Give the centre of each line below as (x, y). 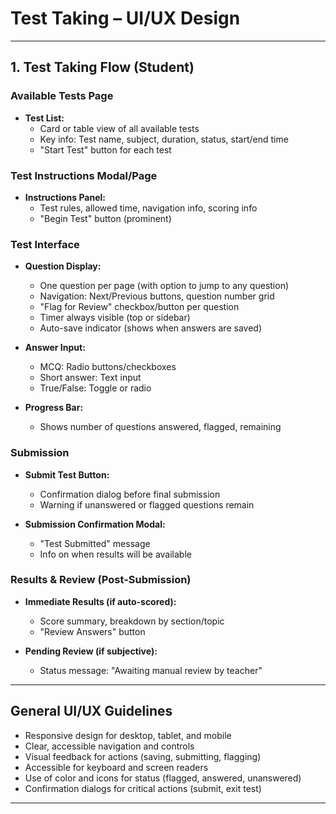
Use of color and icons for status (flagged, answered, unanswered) (163, 778)
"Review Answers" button (92, 631)
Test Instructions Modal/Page (84, 175)
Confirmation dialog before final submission (130, 494)
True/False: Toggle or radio (95, 388)
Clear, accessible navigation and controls (109, 746)
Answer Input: (55, 348)
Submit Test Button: (67, 474)
